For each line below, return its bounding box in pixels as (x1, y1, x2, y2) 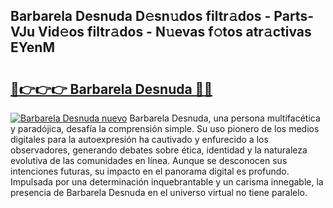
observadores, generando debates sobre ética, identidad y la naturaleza (10, 144, 308, 156)
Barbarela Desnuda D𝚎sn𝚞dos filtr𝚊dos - (10, 8, 272, 25)
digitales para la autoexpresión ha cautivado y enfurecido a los (10, 134, 269, 145)
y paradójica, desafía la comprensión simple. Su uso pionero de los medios (10, 123, 320, 134)
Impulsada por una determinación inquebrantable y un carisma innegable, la (10, 176, 324, 188)
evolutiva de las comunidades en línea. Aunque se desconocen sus (10, 155, 288, 166)
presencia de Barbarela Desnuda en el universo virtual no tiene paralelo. (10, 187, 308, 198)
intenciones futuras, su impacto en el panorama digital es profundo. (10, 165, 290, 177)
